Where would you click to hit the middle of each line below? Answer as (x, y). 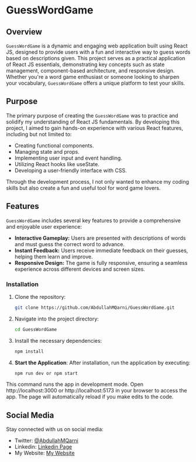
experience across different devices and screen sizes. (80, 269)
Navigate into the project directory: (57, 319)
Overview (24, 32)
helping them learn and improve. (54, 256)
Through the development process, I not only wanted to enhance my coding (97, 181)
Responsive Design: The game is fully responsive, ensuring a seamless (101, 263)
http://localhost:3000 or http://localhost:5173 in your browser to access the (97, 391)
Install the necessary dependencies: (58, 340)
